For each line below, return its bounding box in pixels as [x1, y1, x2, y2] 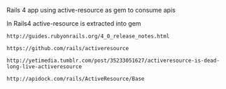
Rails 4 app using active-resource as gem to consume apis [6, 6, 176, 14]
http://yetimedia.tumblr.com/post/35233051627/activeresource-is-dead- [6, 57, 220, 64]
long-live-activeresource [6, 63, 82, 70]
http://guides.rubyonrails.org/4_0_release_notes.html [6, 33, 170, 40]
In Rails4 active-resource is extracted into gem [6, 19, 141, 27]
